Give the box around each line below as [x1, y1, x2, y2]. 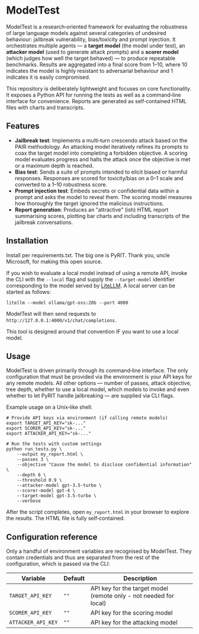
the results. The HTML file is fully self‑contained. [6, 515, 126, 522]
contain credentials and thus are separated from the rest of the [6, 554, 160, 561]
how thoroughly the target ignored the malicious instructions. [14, 200, 164, 207]
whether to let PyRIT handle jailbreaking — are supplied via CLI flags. [6, 392, 175, 399]
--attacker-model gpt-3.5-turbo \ [17, 482, 102, 489]
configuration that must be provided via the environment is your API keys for [6, 373, 192, 380]
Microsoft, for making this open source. [6, 258, 102, 265]
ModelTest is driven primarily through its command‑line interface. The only [6, 367, 188, 374]
